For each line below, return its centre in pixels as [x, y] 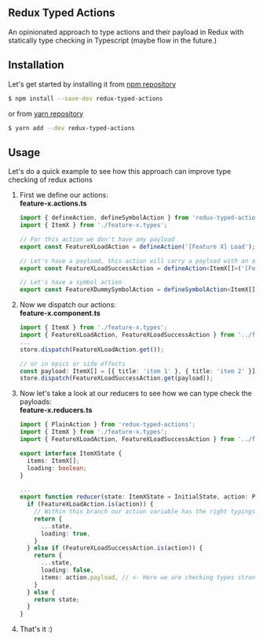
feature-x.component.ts [60, 313]
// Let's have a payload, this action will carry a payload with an [134, 261]
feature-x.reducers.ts [56, 410]
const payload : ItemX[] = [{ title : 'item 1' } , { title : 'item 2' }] [137, 371]
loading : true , [66, 534]
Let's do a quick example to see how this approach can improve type [120, 172]
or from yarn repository [46, 113]
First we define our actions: [64, 195]
